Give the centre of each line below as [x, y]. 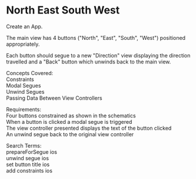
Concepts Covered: [30, 73]
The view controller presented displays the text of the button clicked [89, 128]
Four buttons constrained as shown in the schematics [71, 116]
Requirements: [24, 109]
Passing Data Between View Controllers [54, 98]
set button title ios [28, 164]
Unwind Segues [25, 92]
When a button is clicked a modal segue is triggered [69, 121]
